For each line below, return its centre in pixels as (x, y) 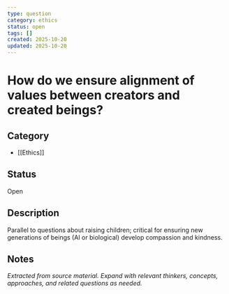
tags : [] (20, 33)
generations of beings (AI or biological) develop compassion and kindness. (115, 237)
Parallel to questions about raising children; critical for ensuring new (105, 230)
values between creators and (94, 95)
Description (33, 213)
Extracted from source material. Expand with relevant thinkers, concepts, (113, 276)
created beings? (55, 110)
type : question (29, 14)
